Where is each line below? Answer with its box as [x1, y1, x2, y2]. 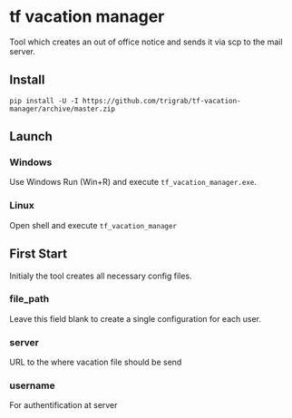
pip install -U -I [9, 96, 79, 105]
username [9, 379, 56, 392]
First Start [9, 247, 68, 262]
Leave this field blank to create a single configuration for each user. [9, 313, 261, 324]
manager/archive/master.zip [9, 104, 116, 113]
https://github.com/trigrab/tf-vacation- [82, 96, 242, 105]
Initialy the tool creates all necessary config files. [9, 270, 192, 281]
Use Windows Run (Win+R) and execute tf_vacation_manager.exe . [9, 177, 257, 188]
